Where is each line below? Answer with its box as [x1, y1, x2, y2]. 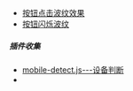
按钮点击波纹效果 [21, 8, 85, 18]
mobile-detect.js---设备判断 [21, 64, 124, 75]
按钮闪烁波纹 [21, 19, 69, 29]
